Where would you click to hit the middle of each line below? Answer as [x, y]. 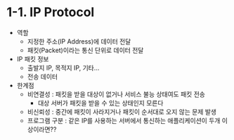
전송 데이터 [42, 76]
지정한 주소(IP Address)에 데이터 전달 [79, 41]
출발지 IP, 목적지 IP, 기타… [63, 68]
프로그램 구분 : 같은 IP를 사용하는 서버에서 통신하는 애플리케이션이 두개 [124, 120]
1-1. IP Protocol [51, 12]
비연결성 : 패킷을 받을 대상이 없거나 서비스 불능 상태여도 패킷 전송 [116, 94]
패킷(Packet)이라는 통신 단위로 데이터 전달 [85, 50]
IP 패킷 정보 [33, 59]
